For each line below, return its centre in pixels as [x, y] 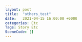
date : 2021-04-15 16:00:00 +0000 [41, 18]
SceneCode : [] [20, 32]
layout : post [18, 9]
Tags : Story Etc [21, 28]
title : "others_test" [28, 14]
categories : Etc [21, 23]
